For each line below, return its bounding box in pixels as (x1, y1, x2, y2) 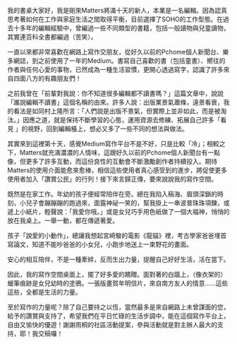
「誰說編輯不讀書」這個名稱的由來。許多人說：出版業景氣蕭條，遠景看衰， (7, 98, 224, 106)
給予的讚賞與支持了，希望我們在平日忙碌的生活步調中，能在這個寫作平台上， (7, 312, 230, 320)
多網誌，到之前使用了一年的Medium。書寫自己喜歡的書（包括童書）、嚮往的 (7, 57, 226, 65)
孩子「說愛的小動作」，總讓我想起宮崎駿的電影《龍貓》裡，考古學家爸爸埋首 (7, 232, 227, 239)
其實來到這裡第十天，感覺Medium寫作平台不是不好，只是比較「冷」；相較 (7, 140, 220, 148)
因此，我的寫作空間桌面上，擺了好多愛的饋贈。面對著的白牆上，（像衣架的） (7, 271, 227, 278)
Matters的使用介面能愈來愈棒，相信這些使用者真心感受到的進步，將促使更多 (7, 166, 228, 174)
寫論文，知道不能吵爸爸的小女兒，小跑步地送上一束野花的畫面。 (7, 240, 193, 249)
